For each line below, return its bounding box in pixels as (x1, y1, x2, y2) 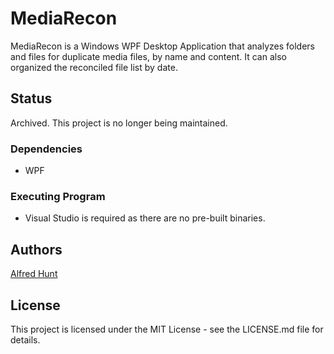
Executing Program (10, 189, 106, 203)
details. (10, 333, 41, 346)
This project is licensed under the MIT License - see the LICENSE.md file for (10, 323, 324, 335)
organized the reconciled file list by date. (10, 61, 178, 73)
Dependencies (10, 142, 83, 156)
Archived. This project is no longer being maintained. (10, 117, 228, 129)
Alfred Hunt (10, 268, 58, 280)
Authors (10, 241, 63, 258)
